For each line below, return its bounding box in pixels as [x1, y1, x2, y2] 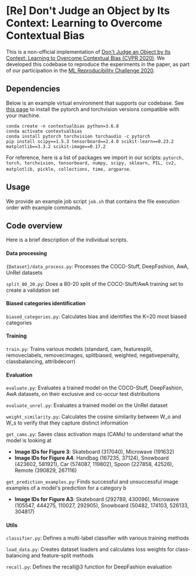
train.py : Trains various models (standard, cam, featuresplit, [6, 345, 153, 352]
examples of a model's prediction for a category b [6, 484, 127, 492]
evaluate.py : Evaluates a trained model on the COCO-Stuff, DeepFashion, [6, 384, 184, 391]
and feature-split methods [31, 552, 94, 559]
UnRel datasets [6, 269, 43, 276]
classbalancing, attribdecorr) [6, 358, 76, 365]
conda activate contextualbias [6, 128, 82, 134]
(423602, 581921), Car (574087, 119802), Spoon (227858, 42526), [14, 461, 174, 468]
